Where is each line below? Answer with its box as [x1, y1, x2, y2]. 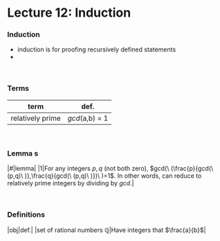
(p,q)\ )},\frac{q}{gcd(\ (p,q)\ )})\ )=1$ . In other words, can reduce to [7, 172, 202, 180]
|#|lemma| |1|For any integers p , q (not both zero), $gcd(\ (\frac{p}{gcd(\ [7, 165, 214, 173]
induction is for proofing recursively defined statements [17, 45, 176, 53]
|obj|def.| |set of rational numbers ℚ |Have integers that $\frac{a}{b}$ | [7, 226, 206, 234]
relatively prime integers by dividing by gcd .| [7, 179, 134, 188]
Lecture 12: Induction [7, 5, 131, 21]
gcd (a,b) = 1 [67, 113, 109, 123]
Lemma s [7, 148, 39, 158]
